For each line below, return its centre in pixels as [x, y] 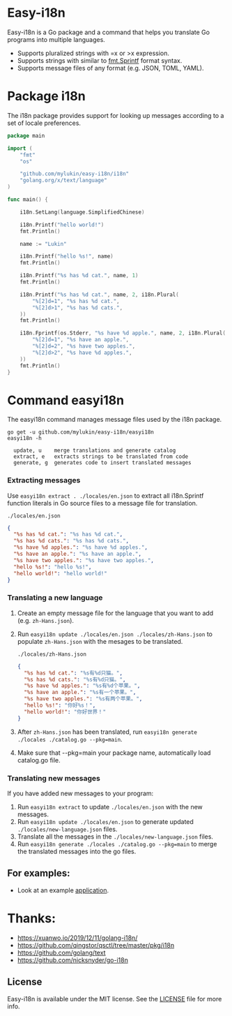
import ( [20, 148]
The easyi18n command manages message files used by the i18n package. [115, 420]
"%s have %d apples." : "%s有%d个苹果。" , [82, 686]
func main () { [28, 200]
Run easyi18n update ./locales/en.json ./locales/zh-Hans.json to [115, 634]
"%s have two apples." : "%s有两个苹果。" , [83, 699]
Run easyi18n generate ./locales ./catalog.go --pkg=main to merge [117, 844]
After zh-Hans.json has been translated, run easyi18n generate [107, 732]
